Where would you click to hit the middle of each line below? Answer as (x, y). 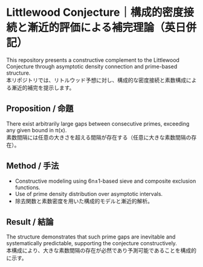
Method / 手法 (33, 166)
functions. (27, 187)
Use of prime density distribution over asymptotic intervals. (89, 194)
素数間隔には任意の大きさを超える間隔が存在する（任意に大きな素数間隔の (99, 137)
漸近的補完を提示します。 (43, 87)
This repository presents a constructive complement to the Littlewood (93, 60)
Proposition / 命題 (40, 109)
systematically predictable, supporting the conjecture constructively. (92, 243)
